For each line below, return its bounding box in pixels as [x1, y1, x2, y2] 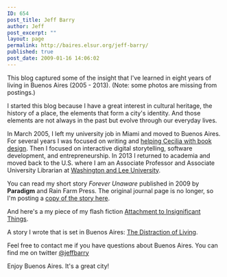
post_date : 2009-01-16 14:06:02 [7, 55, 99, 62]
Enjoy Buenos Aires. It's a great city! [7, 262, 110, 270]
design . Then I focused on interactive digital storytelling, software [7, 144, 193, 152]
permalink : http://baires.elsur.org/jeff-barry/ [7, 42, 149, 49]
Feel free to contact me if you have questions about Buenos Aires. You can [7, 241, 218, 250]
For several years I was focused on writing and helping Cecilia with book [7, 137, 212, 145]
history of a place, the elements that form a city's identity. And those [7, 109, 201, 117]
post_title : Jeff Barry [7, 16, 75, 23]
